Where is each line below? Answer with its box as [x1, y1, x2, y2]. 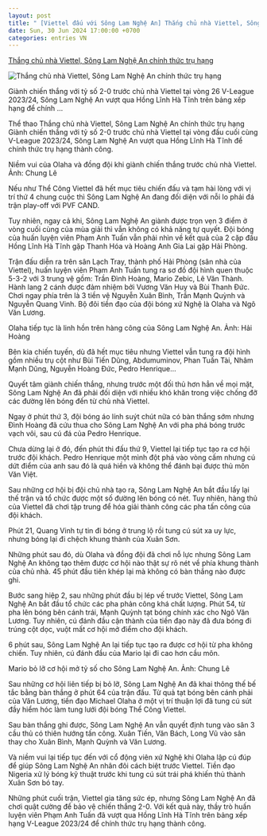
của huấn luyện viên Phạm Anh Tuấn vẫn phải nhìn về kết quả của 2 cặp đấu [8, 233, 258, 243]
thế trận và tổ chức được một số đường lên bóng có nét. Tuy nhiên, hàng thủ [8, 493, 258, 503]
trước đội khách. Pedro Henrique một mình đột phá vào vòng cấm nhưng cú [8, 453, 256, 462]
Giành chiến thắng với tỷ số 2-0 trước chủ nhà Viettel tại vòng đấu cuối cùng [8, 128, 258, 137]
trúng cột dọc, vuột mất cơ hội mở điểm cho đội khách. [8, 625, 188, 634]
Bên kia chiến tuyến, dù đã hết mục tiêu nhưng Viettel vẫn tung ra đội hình [8, 347, 251, 357]
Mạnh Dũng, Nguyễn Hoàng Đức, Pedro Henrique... [8, 364, 176, 374]
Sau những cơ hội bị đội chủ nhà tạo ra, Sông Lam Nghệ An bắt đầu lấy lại [8, 485, 250, 495]
